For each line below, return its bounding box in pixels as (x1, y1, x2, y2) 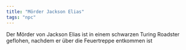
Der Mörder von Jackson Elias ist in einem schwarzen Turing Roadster (6, 30, 180, 37)
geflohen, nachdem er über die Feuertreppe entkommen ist (6, 37, 153, 44)
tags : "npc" (6, 14, 36, 20)
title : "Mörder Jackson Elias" (6, 8, 85, 15)
